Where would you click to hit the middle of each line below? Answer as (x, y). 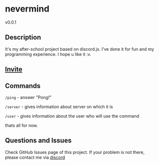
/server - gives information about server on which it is (59, 107)
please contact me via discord (35, 157)
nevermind (27, 9)
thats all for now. (22, 125)
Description (23, 37)
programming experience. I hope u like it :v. (48, 54)
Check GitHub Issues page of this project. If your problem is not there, (75, 152)
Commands (23, 86)
